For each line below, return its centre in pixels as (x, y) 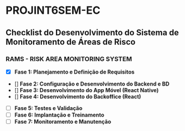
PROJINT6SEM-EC (53, 10)
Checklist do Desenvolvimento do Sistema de (92, 33)
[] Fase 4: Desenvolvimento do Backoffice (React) (78, 96)
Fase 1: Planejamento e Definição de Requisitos (74, 72)
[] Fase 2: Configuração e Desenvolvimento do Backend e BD (92, 84)
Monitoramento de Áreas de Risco (71, 42)
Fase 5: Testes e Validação (48, 108)
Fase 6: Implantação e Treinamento (59, 115)
